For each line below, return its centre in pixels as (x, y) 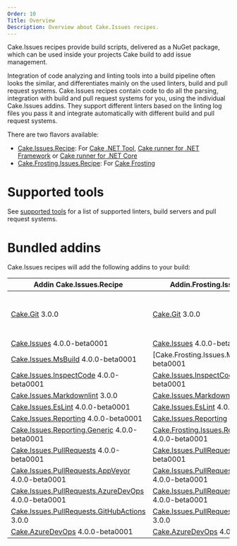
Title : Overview (31, 21)
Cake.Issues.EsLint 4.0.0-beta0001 (71, 407)
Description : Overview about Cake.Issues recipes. (83, 27)
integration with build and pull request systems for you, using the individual (116, 98)
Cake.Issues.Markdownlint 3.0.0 (64, 395)
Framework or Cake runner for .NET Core (77, 156)
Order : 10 (22, 14)
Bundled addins (54, 248)
